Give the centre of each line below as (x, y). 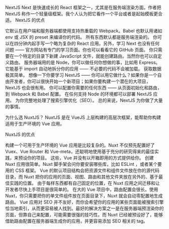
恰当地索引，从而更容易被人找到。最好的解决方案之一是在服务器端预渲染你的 (84, 208)
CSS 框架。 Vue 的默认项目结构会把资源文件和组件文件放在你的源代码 (87, 170)
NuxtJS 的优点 (20, 134)
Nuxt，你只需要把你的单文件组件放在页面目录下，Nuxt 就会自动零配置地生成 (84, 196)
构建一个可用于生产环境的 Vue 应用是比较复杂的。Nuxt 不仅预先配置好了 (80, 145)
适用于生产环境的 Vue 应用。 (35, 124)
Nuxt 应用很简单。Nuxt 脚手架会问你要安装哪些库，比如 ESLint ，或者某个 (81, 164)
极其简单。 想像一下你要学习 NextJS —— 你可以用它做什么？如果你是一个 (81, 75)
